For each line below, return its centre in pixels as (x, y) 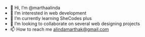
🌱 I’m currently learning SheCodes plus (51, 18)
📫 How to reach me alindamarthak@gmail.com (59, 29)
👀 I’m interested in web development (48, 13)
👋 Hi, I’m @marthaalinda (35, 8)
